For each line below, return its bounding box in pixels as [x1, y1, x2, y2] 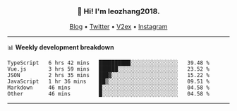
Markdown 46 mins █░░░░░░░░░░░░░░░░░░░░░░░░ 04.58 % [7, 84, 210, 91]
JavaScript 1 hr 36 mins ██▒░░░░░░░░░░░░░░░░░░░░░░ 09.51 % [7, 78, 210, 86]
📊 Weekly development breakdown [7, 43, 114, 52]
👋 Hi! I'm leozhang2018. [77, 6, 160, 16]
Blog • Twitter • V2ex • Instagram [69, 23, 168, 31]
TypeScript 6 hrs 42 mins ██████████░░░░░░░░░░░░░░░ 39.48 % [7, 59, 210, 66]
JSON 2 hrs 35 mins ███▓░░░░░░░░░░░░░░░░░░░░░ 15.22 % [7, 72, 210, 79]
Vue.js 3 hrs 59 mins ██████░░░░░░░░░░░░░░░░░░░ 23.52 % [7, 66, 210, 73]
